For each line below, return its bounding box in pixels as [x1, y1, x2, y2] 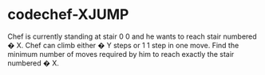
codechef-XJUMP [7, 6, 129, 24]
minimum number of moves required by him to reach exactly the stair [7, 49, 235, 58]
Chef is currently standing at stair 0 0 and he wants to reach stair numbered [7, 32, 257, 41]
